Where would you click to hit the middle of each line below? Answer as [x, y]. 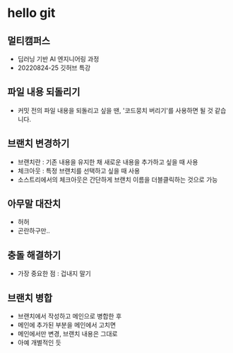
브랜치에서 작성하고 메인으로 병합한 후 [70, 316]
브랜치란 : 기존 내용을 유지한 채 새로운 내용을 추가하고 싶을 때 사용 [108, 162]
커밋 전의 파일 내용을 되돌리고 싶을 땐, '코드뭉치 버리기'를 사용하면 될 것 [115, 110]
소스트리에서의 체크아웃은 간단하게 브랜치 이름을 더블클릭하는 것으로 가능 [118, 179]
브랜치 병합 [30, 298]
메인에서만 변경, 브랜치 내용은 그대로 [67, 334]
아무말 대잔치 [34, 204]
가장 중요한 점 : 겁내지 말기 [54, 273]
